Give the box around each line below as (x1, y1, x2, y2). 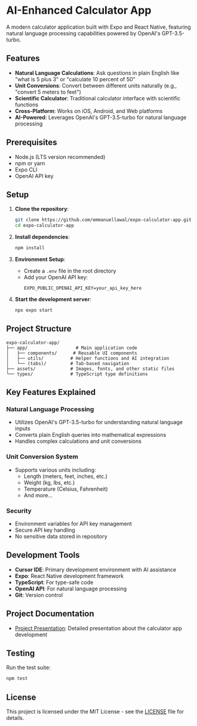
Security (6, 506, 32, 514)
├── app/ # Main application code (6, 345, 137, 351)
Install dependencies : (14, 234, 70, 241)
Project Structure (6, 324, 72, 334)
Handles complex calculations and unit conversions (14, 437, 142, 445)
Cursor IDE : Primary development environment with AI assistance (14, 566, 177, 573)
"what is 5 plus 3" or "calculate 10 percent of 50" (14, 75, 136, 82)
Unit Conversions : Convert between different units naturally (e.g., (14, 82, 177, 89)
